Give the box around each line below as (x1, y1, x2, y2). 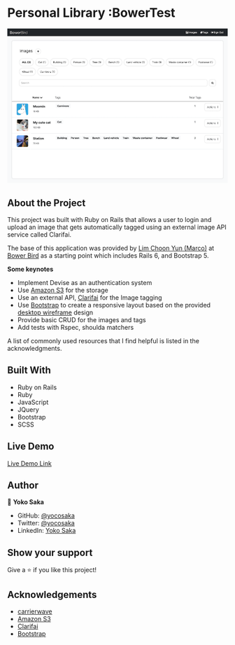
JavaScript (17, 398, 49, 406)
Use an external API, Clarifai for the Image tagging (17, 293, 162, 302)
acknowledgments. (7, 345, 62, 353)
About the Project (7, 197, 86, 209)
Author (7, 480, 38, 492)
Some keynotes (7, 265, 54, 274)
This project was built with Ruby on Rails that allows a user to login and (7, 216, 212, 224)
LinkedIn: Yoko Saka (17, 527, 76, 535)
